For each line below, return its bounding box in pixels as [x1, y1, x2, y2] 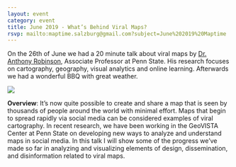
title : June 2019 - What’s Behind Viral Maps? [7, 23, 147, 30]
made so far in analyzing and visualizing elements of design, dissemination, [7, 144, 228, 153]
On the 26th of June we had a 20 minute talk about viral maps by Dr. [7, 50, 207, 58]
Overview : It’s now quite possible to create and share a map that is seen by [7, 99, 227, 108]
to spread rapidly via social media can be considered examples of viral [7, 114, 214, 122]
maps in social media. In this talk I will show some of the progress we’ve [7, 137, 218, 145]
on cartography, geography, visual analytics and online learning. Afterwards [7, 64, 229, 73]
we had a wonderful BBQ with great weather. [7, 72, 138, 81]
